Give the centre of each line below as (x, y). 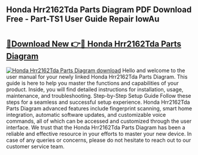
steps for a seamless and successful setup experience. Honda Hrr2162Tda (98, 102)
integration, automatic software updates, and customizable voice (86, 115)
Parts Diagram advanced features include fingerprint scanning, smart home (99, 108)
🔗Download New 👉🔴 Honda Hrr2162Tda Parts (94, 44)
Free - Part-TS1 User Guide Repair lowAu (83, 19)
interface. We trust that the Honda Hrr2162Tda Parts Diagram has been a (96, 127)
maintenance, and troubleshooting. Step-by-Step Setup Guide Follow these (99, 96)
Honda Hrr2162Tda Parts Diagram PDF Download (99, 10)
